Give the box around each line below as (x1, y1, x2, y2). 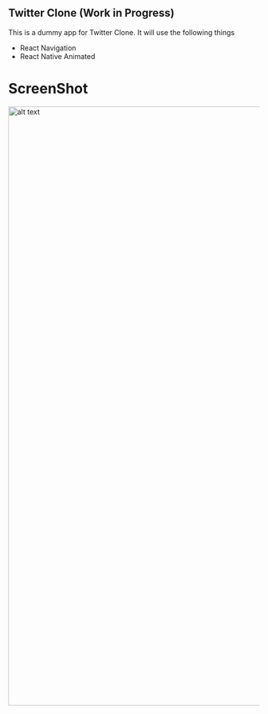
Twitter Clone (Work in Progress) (8, 6, 175, 20)
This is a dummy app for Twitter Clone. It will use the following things (8, 27, 235, 37)
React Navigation (19, 43, 77, 53)
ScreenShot (8, 80, 89, 97)
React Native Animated (19, 51, 96, 61)
